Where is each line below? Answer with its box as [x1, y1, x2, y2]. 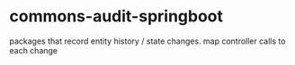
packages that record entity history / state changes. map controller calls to [9, 36, 286, 46]
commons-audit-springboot [9, 6, 223, 27]
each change [9, 45, 58, 55]
